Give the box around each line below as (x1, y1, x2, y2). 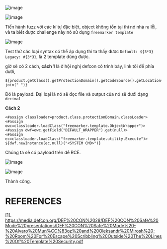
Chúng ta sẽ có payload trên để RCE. (5, 149, 81, 155)
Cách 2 (5, 105, 20, 111)
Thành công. (5, 179, 31, 184)
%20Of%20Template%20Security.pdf (5, 238, 83, 244)
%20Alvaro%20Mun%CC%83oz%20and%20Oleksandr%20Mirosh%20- (5, 228, 156, 234)
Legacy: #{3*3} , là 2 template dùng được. (5, 54, 90, 60)
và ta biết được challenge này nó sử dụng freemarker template (5, 29, 133, 35)
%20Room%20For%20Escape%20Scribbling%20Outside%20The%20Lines (5, 233, 162, 239)
